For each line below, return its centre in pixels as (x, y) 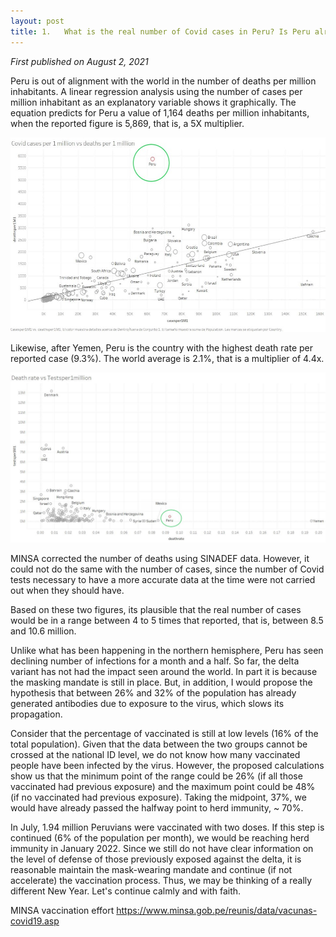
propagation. (36, 714)
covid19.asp (35, 921)
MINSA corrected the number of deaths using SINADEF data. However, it (160, 558)
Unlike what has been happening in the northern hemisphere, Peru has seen (167, 650)
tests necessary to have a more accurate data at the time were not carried (163, 579)
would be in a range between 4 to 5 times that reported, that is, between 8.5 (167, 620)
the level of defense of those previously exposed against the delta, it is (156, 859)
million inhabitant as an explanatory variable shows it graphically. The (153, 102)
